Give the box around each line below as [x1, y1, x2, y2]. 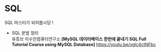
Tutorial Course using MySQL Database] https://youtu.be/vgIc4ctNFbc [11, 41, 156, 47]
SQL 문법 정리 [11, 30, 39, 35]
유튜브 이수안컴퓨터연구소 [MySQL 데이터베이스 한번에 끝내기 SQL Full [11, 36, 147, 42]
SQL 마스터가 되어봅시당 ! [4, 19, 54, 25]
